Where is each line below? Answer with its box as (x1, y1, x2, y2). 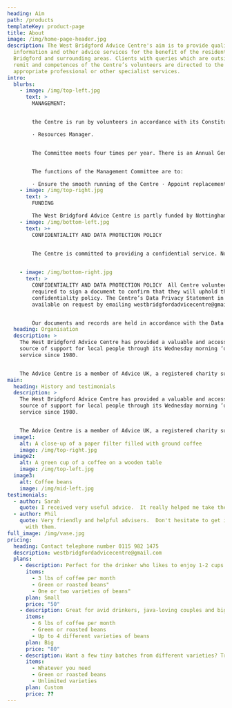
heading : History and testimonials (13, 383, 116, 390)
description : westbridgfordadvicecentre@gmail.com (13, 549, 162, 556)
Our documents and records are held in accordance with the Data (32, 319, 224, 327)
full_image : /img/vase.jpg (7, 530, 85, 537)
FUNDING (32, 200, 54, 207)
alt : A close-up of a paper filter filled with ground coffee (19, 440, 202, 447)
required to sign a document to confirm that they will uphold (32, 288, 217, 295)
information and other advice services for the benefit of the (13, 49, 199, 56)
